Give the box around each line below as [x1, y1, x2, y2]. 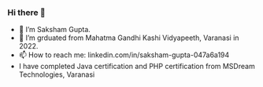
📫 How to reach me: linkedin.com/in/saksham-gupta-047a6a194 [18, 50, 230, 60]
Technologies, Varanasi [18, 70, 95, 79]
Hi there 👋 [7, 7, 46, 18]
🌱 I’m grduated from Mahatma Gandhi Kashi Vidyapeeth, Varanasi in [18, 33, 239, 42]
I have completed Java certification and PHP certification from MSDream [18, 62, 255, 71]
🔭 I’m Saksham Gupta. [18, 25, 91, 34]
